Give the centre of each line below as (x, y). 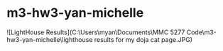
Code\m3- (202, 32)
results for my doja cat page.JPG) (143, 39)
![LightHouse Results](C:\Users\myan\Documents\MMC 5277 (96, 32)
